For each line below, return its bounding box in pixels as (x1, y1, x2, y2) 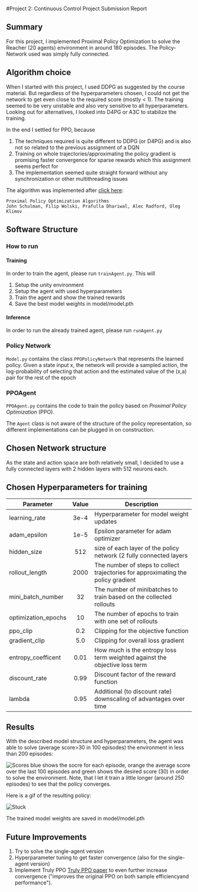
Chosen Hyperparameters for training (6, 482, 148, 492)
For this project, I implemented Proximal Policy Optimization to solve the (6, 38, 181, 45)
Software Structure (6, 225, 78, 235)
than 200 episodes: (6, 750, 54, 757)
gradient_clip (9, 636, 45, 644)
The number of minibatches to (94, 585, 178, 593)
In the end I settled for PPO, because (6, 126, 95, 133)
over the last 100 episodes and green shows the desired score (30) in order (6, 768, 189, 775)
